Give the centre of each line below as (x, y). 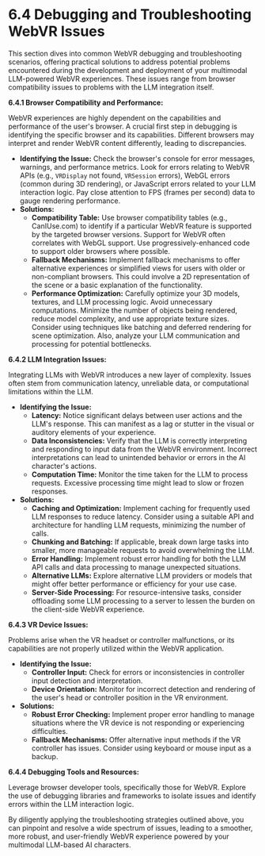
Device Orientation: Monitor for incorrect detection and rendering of (143, 689)
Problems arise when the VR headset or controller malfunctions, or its (121, 639)
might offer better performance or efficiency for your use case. (134, 584)
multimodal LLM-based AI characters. (70, 844)
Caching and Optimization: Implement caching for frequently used (141, 508)
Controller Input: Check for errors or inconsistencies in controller (138, 672)
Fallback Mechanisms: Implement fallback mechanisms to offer (136, 259)
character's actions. (64, 466)
